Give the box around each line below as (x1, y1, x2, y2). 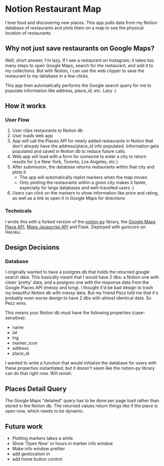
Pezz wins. (5, 300, 27, 306)
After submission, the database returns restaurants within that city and (12, 164, 155, 170)
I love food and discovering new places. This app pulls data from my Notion (5, 20, 158, 25)
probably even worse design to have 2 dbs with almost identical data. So (5, 295, 152, 301)
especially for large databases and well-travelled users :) (19, 185, 135, 191)
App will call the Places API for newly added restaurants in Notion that (12, 138, 153, 144)
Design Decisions (5, 244, 60, 252)
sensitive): (5, 315, 26, 321)
